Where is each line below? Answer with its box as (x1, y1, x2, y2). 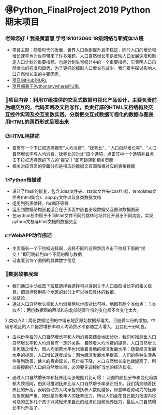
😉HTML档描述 (5, 133, 40, 140)
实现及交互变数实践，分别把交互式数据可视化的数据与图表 (20, 111, 154, 118)
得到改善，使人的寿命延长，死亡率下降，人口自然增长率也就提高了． (16, 358, 152, 364)
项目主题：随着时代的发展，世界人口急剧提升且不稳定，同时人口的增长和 (12, 47, 156, 53)
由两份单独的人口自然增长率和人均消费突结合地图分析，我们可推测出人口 (12, 333, 156, 340)
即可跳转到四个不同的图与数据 (22, 251, 82, 257)
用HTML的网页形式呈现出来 (5, 118, 69, 125)
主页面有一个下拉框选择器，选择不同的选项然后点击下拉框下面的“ (12, 246, 141, 251)
